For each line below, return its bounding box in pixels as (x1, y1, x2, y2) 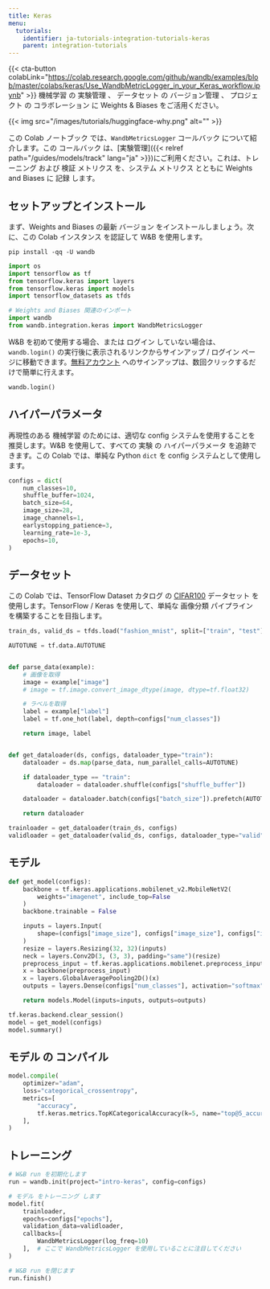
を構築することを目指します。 (8, 611, 107, 621)
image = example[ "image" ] (22, 678, 110, 686)
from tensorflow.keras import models (8, 285, 135, 293)
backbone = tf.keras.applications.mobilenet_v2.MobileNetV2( (22, 885, 231, 893)
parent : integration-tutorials (22, 42, 128, 50)
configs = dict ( (8, 476, 63, 485)
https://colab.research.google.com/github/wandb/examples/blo (47, 72, 259, 82)
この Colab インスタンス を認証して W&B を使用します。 (22, 232, 207, 241)
